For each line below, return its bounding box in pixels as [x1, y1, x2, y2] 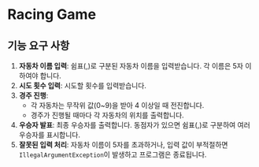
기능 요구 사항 [7, 39, 70, 52]
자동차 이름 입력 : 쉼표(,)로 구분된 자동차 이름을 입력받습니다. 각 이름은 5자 [18, 61, 243, 70]
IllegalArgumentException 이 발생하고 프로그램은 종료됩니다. [18, 150, 207, 159]
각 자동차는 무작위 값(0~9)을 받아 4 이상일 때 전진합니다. [30, 101, 205, 109]
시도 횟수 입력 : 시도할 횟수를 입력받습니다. [18, 81, 147, 90]
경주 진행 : [18, 91, 49, 100]
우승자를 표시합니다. [18, 130, 80, 139]
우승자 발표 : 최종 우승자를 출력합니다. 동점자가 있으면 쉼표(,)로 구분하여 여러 [18, 121, 251, 129]
